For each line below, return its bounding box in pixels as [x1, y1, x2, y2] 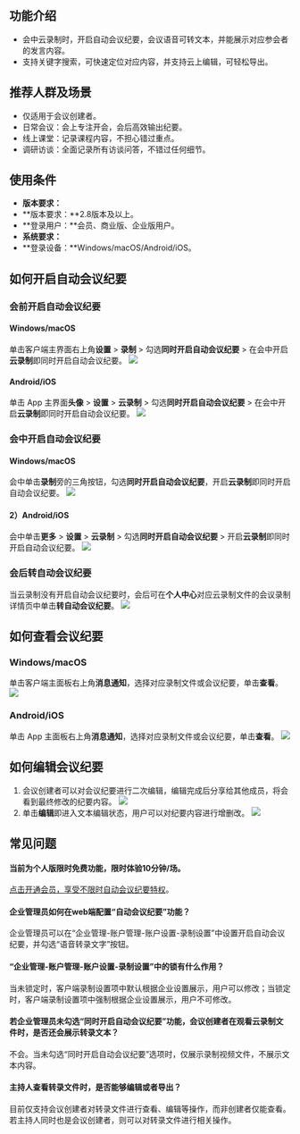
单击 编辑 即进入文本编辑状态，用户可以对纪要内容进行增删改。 [21, 807, 250, 818]
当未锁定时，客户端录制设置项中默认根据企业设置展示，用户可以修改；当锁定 [9, 982, 291, 994]
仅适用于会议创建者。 [21, 110, 101, 121]
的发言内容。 [21, 45, 70, 55]
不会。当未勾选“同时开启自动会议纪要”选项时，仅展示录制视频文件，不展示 [9, 1048, 283, 1059]
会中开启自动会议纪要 [9, 433, 101, 445]
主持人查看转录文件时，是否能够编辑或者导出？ [9, 1082, 181, 1093]
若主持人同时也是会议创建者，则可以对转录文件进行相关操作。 [9, 1114, 237, 1125]
